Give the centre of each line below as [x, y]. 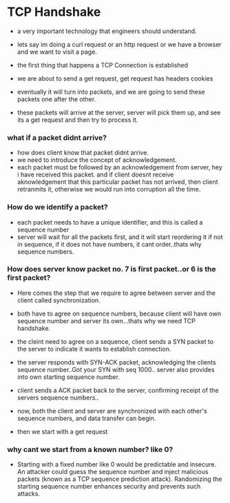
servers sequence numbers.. [58, 398]
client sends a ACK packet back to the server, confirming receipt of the [118, 390]
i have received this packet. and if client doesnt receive [95, 175]
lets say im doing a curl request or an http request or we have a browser [119, 44]
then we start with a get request [62, 431]
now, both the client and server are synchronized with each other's [112, 411]
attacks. [28, 494]
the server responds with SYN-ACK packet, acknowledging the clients [116, 362]
